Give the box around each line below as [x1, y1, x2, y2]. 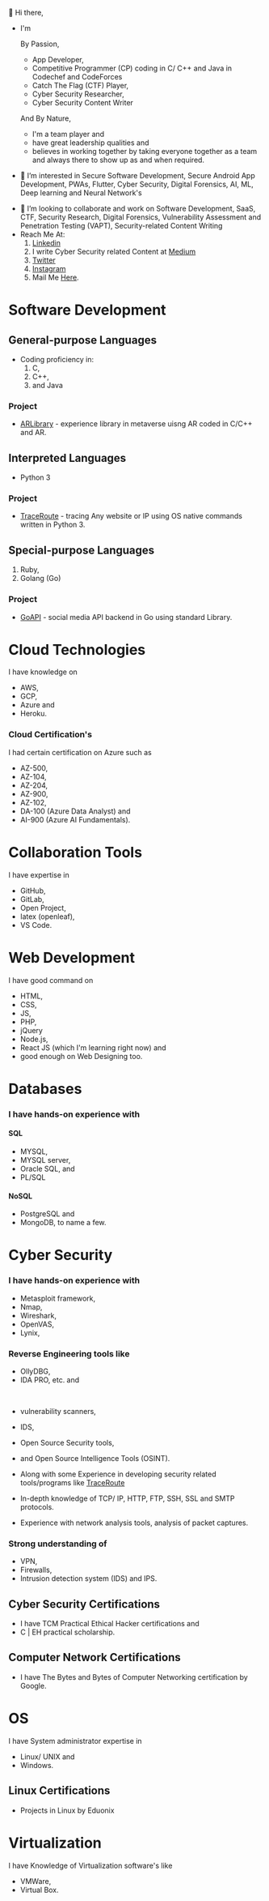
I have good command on [8, 975, 94, 985]
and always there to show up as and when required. [32, 155, 204, 164]
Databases [8, 1079, 82, 1098]
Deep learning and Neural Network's [19, 188, 143, 198]
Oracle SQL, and [19, 1164, 75, 1173]
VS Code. [19, 920, 53, 929]
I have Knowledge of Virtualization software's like [8, 1860, 173, 1870]
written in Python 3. [19, 519, 86, 530]
